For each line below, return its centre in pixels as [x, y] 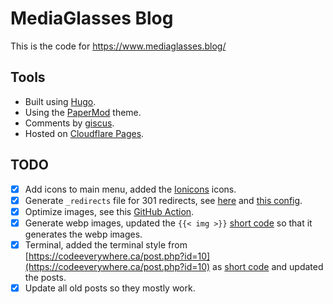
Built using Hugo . [60, 101]
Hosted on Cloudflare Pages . [84, 133]
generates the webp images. [83, 234]
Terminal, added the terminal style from [106, 244]
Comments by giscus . [69, 123]
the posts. [45, 277]
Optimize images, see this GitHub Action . [109, 211]
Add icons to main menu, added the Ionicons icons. [130, 189]
